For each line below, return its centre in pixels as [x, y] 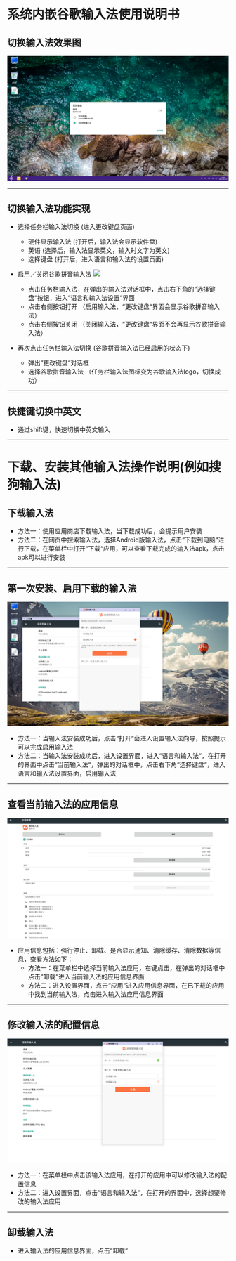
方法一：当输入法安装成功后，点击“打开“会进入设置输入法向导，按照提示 [122, 738]
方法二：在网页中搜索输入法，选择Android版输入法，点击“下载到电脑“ [118, 540]
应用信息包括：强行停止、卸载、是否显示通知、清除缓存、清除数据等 [116, 950]
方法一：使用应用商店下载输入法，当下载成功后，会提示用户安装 [110, 531]
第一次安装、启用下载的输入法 [72, 588]
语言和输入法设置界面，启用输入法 [67, 773]
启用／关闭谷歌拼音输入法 [54, 274]
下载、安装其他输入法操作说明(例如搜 [114, 467]
